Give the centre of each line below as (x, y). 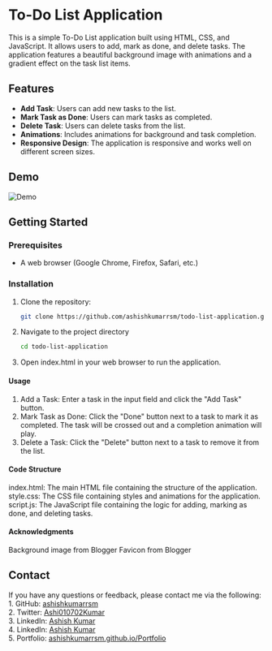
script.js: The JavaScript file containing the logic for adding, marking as (128, 504)
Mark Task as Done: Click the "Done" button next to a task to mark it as (139, 416)
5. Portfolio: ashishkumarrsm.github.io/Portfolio (87, 638)
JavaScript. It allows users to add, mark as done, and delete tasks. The (127, 45)
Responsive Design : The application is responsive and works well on (136, 143)
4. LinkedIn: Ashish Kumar (52, 629)
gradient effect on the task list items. (70, 63)
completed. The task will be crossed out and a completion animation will (141, 425)
